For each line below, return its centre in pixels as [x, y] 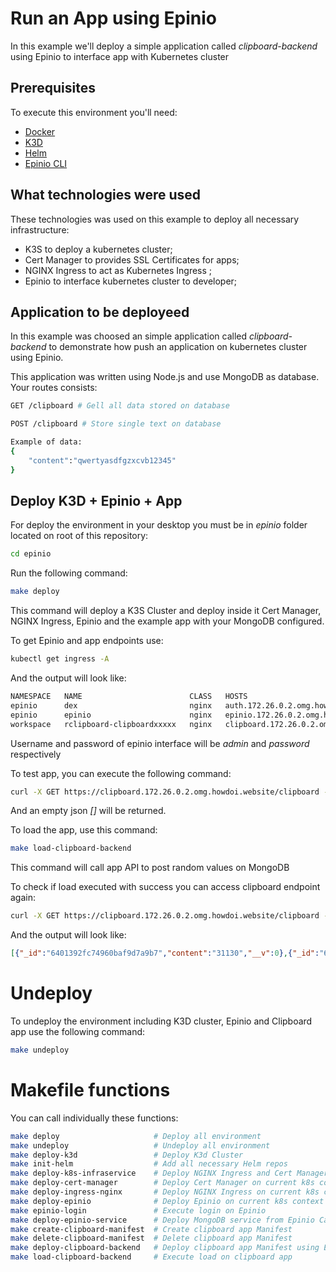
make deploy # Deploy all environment [136, 1136]
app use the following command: [78, 1031]
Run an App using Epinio [113, 18]
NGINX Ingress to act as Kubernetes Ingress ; [118, 270]
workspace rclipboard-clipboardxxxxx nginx [111, 724]
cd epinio [31, 554]
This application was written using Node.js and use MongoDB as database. [165, 377]
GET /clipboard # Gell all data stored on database [120, 406]
